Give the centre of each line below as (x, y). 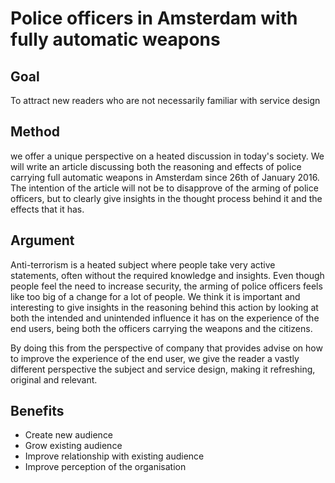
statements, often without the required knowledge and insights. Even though (167, 275)
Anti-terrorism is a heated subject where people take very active (143, 264)
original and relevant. (54, 379)
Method (35, 132)
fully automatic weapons (115, 39)
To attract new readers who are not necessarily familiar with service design (165, 100)
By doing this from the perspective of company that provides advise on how (166, 348)
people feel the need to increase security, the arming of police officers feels (166, 286)
